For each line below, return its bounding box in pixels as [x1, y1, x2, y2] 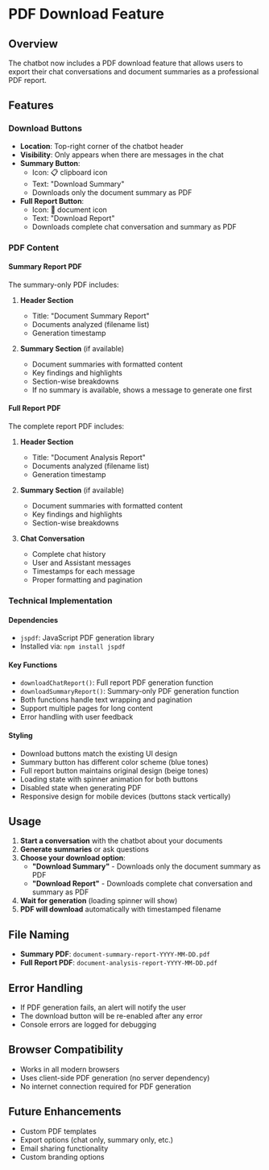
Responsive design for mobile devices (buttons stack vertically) [19, 791, 231, 801]
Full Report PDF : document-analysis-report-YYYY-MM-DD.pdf [19, 958, 217, 968]
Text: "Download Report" [31, 213, 115, 222]
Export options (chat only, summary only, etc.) [19, 1135, 174, 1144]
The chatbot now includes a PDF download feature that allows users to [8, 58, 243, 68]
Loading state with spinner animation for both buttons [19, 774, 199, 784]
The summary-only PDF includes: [8, 280, 119, 289]
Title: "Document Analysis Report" [31, 453, 147, 463]
